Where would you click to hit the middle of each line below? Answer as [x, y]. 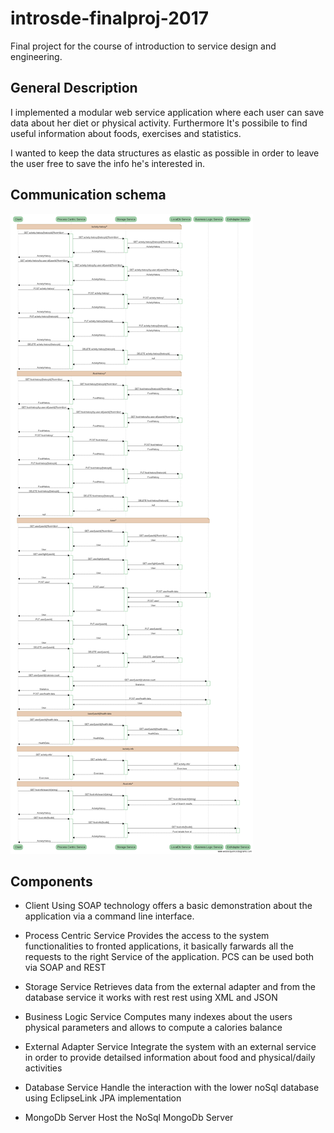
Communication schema [88, 195]
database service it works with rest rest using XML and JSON [151, 998]
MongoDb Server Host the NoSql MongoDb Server [129, 1118]
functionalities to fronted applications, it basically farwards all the [159, 946]
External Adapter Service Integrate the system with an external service [170, 1047]
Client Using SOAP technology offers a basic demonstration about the [168, 906]
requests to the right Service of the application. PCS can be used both [169, 957]
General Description [74, 88]
